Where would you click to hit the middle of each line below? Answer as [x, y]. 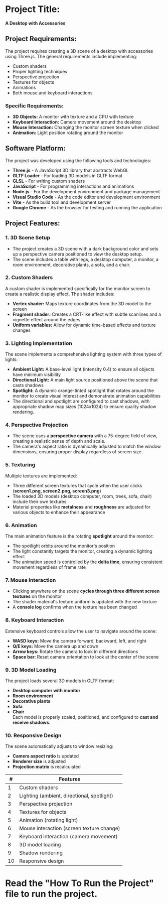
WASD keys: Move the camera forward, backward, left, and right [79, 640]
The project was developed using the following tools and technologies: [78, 160]
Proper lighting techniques [40, 71]
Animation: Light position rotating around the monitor [68, 133]
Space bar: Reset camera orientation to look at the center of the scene [86, 657]
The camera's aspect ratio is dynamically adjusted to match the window [87, 446]
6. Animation [21, 525]
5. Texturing [20, 465]
